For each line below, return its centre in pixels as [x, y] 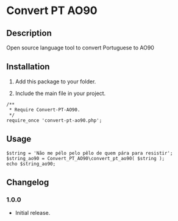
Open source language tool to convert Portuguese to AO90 [80, 47]
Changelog [28, 182]
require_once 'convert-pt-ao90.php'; [54, 120]
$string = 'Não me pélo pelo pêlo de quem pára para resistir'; [90, 153]
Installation [28, 67]
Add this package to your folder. [55, 81]
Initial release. [33, 213]
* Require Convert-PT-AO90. [44, 110]
